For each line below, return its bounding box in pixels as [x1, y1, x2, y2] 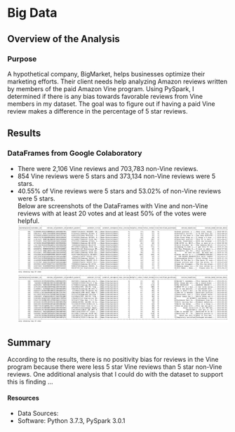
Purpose [7, 54, 37, 64]
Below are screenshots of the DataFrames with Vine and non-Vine [17, 201, 208, 210]
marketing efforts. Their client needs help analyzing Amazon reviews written [7, 77, 228, 86]
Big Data [7, 5, 58, 21]
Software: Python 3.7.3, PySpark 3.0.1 [17, 417, 126, 425]
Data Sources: [17, 409, 59, 418]
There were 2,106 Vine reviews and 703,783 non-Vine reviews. [17, 164, 199, 173]
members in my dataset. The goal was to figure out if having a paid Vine [7, 100, 215, 108]
